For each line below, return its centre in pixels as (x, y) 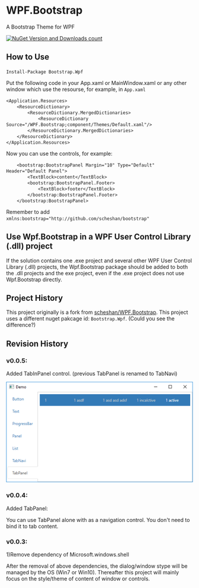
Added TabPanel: (27, 508)
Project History (35, 298)
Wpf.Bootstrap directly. (34, 279)
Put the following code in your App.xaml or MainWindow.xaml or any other (97, 83)
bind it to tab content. (32, 526)
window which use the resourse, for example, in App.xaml (76, 89)
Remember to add (28, 212)
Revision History (37, 343)
